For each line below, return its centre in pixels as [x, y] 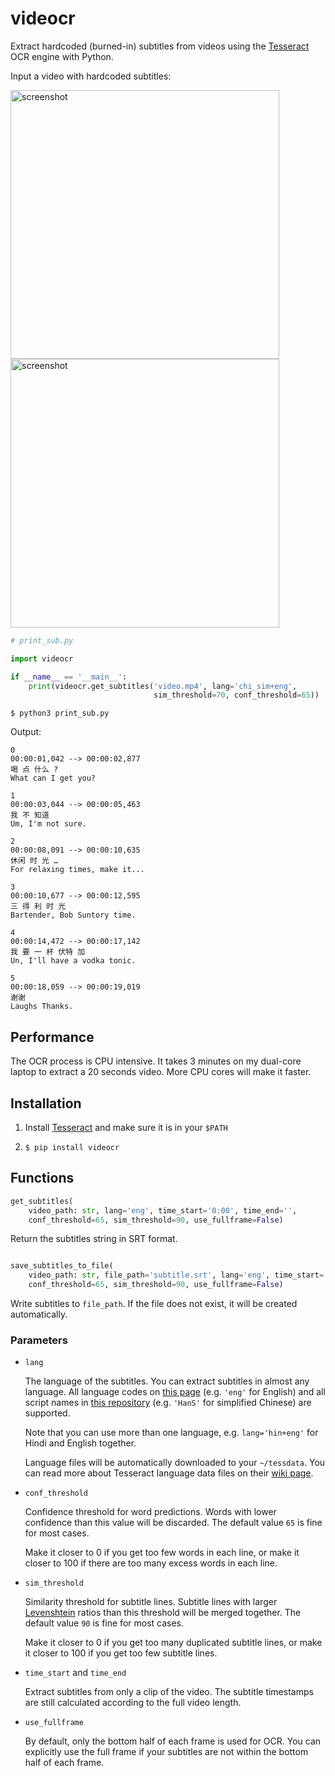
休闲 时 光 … [34, 861]
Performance [52, 1037]
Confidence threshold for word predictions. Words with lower [150, 1512]
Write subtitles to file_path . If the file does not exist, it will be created [154, 1303]
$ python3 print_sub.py [60, 713]
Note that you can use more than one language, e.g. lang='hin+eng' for [171, 1433]
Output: [26, 732]
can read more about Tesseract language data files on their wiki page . [169, 1473]
